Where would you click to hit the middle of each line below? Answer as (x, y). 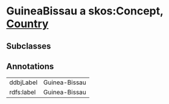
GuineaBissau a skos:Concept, (85, 11)
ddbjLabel (24, 82)
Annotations (30, 66)
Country (27, 24)
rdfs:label (23, 93)
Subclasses (29, 46)
